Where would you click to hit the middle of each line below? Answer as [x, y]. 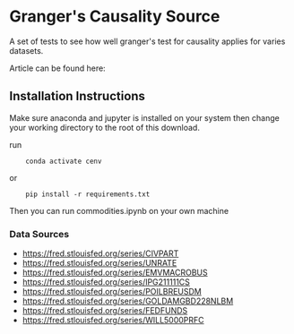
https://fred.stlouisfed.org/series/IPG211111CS [106, 282]
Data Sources [39, 234]
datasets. [26, 50]
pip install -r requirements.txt [88, 194]
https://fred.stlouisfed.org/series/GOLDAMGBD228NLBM [128, 301]
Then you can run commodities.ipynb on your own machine [119, 210]
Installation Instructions [78, 96]
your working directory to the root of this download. [104, 127]
